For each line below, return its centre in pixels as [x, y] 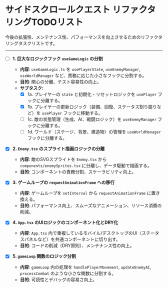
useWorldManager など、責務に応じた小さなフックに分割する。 [83, 75]
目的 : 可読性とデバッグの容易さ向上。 [58, 279]
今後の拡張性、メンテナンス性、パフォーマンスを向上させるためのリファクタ [84, 37]
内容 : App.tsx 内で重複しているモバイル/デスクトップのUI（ [81, 233]
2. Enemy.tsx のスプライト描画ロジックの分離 [58, 149]
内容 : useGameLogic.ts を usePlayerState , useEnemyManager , [80, 69]
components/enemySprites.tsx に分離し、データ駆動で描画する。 [86, 165]
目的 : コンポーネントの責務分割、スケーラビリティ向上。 [78, 172]
